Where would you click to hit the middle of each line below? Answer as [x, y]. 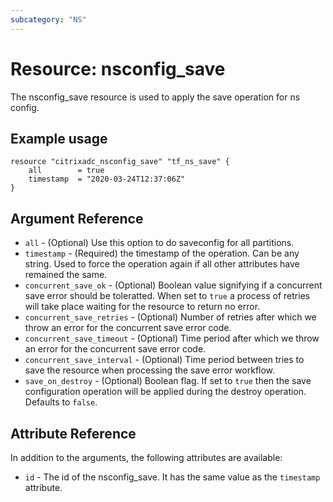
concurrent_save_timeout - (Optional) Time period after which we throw [172, 338]
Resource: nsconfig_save [118, 68]
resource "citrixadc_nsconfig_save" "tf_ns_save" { [120, 162]
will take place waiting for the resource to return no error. [142, 307]
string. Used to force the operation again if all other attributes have [162, 264]
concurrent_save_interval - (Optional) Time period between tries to [164, 360]
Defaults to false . [61, 402]
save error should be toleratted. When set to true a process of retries [167, 296]
